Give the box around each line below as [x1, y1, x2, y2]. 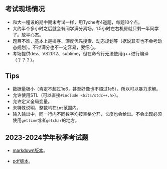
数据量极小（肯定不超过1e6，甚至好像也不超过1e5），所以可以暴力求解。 [12, 86, 161, 92]
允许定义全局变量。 [12, 98, 53, 104]
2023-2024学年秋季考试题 [5, 133, 89, 142]
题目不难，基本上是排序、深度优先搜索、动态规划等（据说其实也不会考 [12, 38, 158, 44]
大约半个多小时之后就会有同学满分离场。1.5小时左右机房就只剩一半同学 [12, 25, 159, 31]
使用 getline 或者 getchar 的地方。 [12, 117, 80, 123]
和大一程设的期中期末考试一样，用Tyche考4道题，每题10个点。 [12, 19, 143, 25]
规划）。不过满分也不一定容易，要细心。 [17, 44, 99, 50]
